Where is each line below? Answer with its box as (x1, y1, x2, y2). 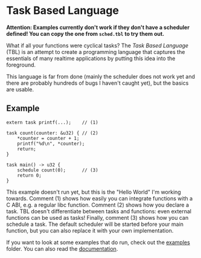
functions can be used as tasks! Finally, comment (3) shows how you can (6, 214, 189, 221)
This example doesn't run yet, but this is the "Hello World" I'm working (6, 188, 181, 196)
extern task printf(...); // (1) (6, 119, 98, 125)
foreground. (6, 61, 36, 68)
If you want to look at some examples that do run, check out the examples (6, 239, 190, 246)
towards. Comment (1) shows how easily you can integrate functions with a (6, 194, 193, 202)
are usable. (6, 85, 34, 93)
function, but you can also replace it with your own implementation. (6, 227, 174, 234)
